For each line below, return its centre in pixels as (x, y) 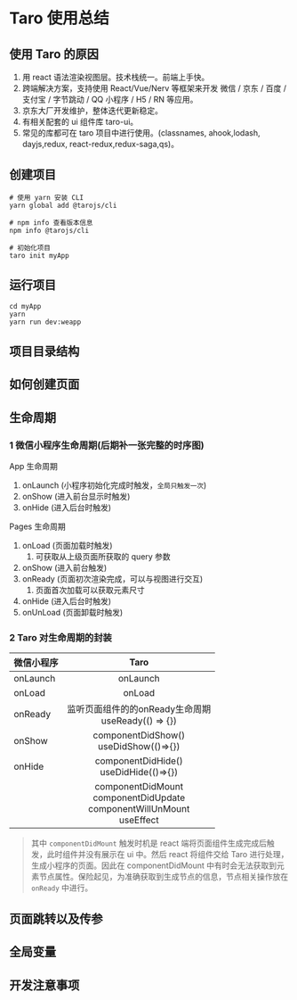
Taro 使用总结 (59, 18)
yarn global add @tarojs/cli (63, 205)
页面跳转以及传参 (56, 918)
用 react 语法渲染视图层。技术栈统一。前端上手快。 (116, 77)
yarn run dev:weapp (45, 322)
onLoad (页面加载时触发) (67, 546)
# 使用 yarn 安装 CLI (47, 197)
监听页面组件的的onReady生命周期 (139, 709)
